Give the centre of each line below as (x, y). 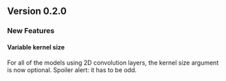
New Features (31, 31)
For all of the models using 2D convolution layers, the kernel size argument (113, 62)
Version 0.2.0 (37, 11)
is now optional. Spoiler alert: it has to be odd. (72, 70)
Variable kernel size (36, 47)
